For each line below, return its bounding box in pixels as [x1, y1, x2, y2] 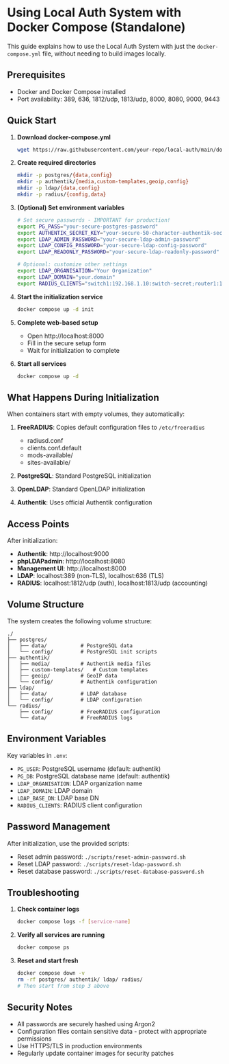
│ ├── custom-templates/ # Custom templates [7, 666, 148, 673]
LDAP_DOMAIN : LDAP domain [16, 786, 93, 794]
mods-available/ [27, 451, 73, 459]
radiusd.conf [27, 437, 64, 445]
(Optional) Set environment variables [16, 203, 125, 211]
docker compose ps [16, 944, 70, 951]
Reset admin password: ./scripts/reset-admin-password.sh [16, 853, 186, 861]
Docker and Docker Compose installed [16, 87, 126, 95]
